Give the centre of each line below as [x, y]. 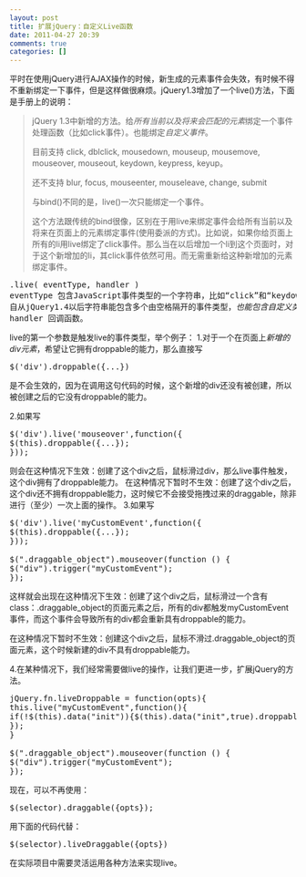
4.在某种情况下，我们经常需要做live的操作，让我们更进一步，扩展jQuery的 [148, 669]
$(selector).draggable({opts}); [82, 808]
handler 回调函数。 [49, 319]
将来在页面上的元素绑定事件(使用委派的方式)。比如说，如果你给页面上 [163, 232]
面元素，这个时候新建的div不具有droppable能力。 [102, 650]
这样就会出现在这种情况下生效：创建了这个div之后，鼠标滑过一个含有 [139, 596]
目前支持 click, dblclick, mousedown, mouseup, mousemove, [146, 152]
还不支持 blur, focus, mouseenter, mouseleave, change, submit [149, 182]
